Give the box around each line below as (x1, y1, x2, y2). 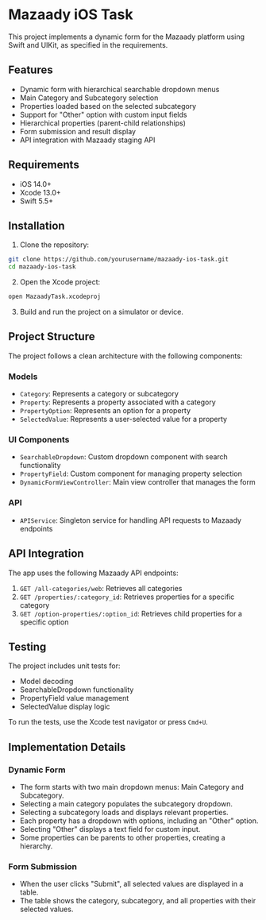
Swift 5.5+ (19, 196, 54, 206)
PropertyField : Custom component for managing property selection (19, 469, 242, 478)
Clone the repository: (19, 240, 90, 249)
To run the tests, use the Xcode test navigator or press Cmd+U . (8, 717, 208, 727)
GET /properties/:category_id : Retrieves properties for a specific (19, 592, 235, 601)
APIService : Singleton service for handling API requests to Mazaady (19, 515, 242, 525)
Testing (8, 640, 47, 653)
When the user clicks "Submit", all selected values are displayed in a (19, 879, 244, 889)
